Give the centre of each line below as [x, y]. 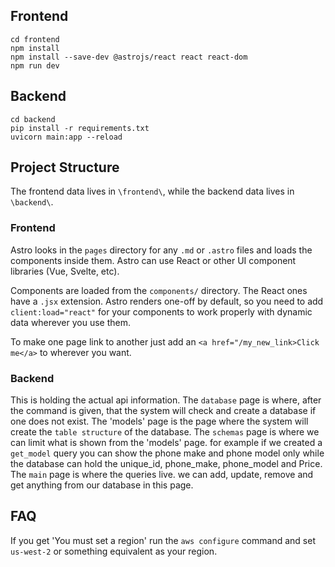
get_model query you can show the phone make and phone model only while [167, 453]
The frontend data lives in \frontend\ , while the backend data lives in [152, 191]
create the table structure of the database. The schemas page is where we [165, 432]
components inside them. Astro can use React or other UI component [153, 260]
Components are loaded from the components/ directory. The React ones [159, 290]
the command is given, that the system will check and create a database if [163, 411]
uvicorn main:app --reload [66, 137]
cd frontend [35, 39]
